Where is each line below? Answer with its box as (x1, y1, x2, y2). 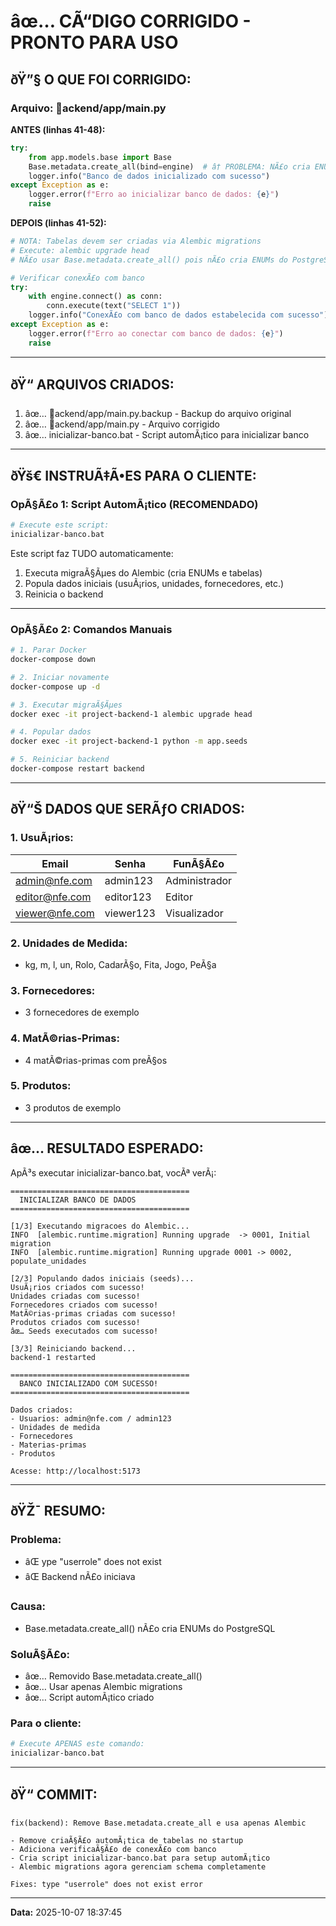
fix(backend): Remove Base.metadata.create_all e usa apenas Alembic (10, 1818, 307, 1828)
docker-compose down (10, 655, 97, 665)
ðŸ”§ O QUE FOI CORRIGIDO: (10, 71, 192, 88)
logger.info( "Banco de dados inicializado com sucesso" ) (28, 171, 271, 181)
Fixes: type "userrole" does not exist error (10, 1879, 203, 1889)
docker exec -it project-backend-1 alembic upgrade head (10, 709, 253, 719)
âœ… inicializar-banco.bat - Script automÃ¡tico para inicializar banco (24, 429, 310, 441)
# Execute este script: (10, 520, 110, 530)
